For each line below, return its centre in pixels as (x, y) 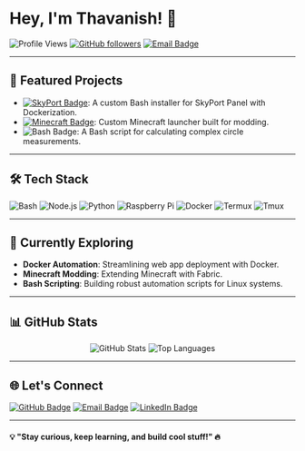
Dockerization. (49, 112)
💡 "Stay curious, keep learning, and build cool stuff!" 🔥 (115, 436)
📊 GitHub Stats (54, 322)
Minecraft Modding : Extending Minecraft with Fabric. (123, 274)
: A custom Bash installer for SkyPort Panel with (177, 103)
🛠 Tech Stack (49, 179)
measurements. (52, 141)
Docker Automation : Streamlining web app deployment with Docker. (151, 265)
